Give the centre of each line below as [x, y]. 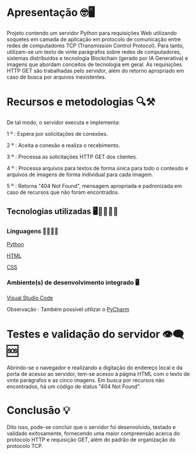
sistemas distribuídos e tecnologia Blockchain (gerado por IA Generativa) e [97, 58]
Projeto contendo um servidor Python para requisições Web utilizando [92, 33]
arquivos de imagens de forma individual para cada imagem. [80, 174]
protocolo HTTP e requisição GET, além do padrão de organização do [91, 440]
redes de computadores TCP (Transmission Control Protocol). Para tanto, [95, 45]
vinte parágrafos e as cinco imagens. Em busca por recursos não [86, 380]
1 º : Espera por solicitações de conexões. [57, 134]
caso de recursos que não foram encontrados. [63, 192]
